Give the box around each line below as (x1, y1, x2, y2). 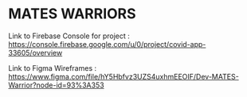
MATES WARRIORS (8, 5, 137, 23)
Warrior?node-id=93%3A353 (8, 80, 105, 90)
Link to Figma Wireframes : (8, 63, 97, 72)
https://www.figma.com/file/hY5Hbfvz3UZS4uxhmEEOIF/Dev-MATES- (8, 72, 239, 81)
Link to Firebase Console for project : (8, 31, 130, 41)
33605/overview (8, 48, 63, 57)
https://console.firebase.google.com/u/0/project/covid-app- (8, 39, 206, 48)
